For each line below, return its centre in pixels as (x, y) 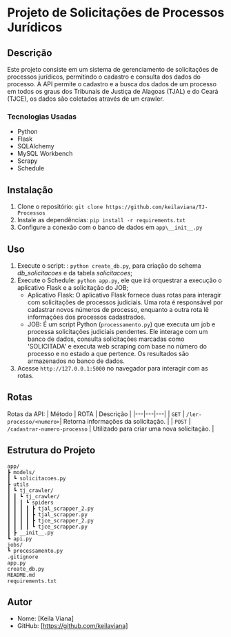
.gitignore (23, 557)
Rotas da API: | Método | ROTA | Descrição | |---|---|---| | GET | (96, 414)
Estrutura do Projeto (51, 450)
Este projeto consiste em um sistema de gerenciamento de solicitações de (113, 69)
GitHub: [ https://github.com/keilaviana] (72, 626)
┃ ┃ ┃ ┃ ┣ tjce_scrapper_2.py (51, 520)
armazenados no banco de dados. (76, 361)
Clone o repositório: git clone (60, 207)
